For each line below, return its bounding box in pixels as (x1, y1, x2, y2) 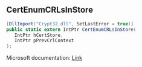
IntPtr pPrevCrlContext (14, 37, 74, 44)
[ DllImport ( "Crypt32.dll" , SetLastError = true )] (6, 21, 134, 27)
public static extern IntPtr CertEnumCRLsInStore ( (6, 27, 137, 33)
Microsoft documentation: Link (6, 54, 83, 62)
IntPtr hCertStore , (14, 32, 63, 38)
